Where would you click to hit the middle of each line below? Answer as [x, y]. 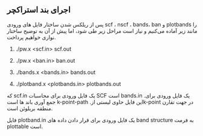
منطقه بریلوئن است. [30, 108]
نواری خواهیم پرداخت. [31, 37]
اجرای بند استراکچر [39, 10]
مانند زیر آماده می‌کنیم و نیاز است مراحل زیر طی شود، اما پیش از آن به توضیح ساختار [102, 31]
